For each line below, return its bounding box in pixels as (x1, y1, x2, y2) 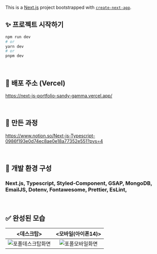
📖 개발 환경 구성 (5, 164, 52, 173)
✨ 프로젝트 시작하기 (5, 20, 64, 29)
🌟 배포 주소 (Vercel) (5, 79, 65, 88)
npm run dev (5, 34, 31, 39)
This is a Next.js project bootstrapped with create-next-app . (5, 5, 132, 10)
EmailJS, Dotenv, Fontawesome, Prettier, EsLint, (5, 186, 127, 194)
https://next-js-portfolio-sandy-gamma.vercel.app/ (5, 93, 113, 99)
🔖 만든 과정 (5, 119, 38, 128)
